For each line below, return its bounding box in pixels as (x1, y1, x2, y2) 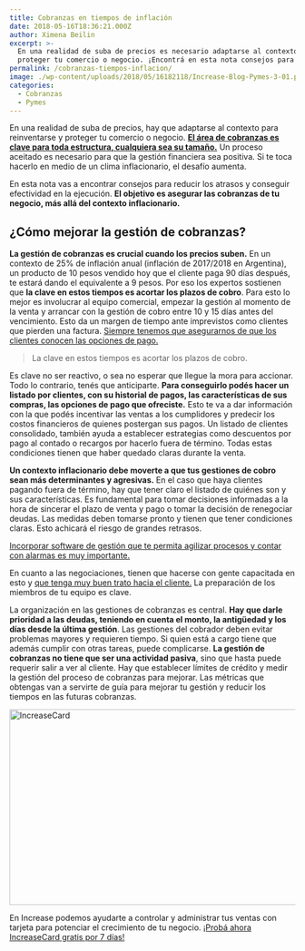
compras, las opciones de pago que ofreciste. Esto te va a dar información (9, 399, 293, 410)
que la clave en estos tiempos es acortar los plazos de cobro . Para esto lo (9, 287, 290, 298)
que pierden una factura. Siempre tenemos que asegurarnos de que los (9, 326, 277, 337)
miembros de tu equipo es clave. (9, 587, 132, 598)
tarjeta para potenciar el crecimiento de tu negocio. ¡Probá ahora (9, 922, 252, 933)
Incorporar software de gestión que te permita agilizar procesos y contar (9, 541, 282, 552)
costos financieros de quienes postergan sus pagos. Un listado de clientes (9, 418, 289, 429)
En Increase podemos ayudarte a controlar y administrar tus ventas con (9, 913, 277, 924)
